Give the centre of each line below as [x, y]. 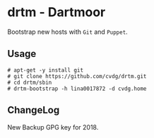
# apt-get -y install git [45, 70]
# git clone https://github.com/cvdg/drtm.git [77, 76]
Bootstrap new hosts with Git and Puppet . [68, 32]
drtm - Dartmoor [57, 12]
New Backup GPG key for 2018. [53, 127]
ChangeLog [34, 110]
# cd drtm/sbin [30, 82]
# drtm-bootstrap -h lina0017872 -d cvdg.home [77, 89]
